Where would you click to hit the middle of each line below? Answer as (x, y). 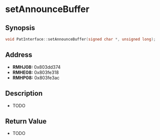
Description (24, 94)
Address (19, 55)
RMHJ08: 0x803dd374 (37, 67)
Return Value (26, 121)
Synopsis (20, 28)
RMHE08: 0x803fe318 (36, 72)
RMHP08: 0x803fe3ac (36, 78)
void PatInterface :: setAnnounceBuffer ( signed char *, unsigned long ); (81, 39)
